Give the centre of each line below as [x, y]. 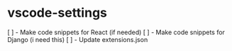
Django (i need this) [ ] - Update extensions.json [78, 39]
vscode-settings [57, 13]
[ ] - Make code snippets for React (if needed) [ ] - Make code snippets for [116, 32]
